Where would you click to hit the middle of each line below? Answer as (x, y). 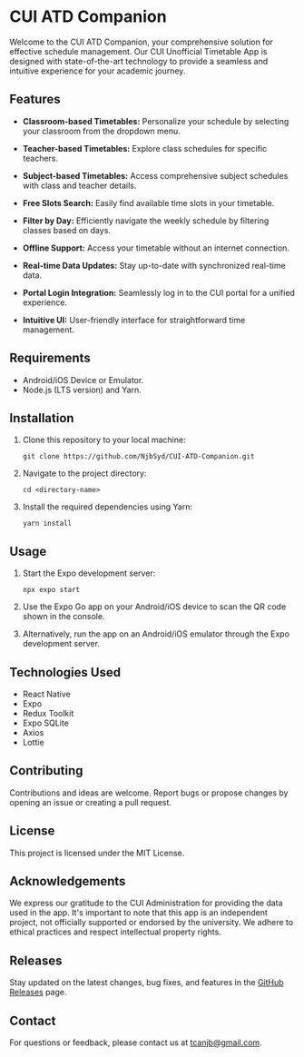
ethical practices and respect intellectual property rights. (116, 932)
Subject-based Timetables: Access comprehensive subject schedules (155, 175)
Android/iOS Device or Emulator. (83, 380)
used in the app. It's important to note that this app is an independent (138, 913)
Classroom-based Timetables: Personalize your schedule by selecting (156, 121)
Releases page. (38, 993)
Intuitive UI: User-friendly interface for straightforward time (134, 320)
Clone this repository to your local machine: (104, 440)
